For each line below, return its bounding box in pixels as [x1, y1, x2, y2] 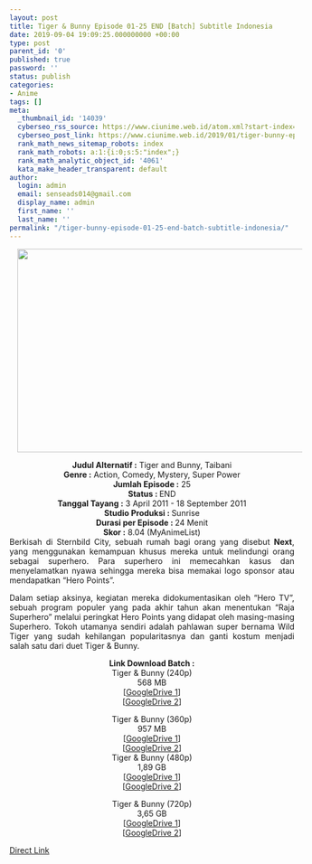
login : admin [17, 182, 67, 191]
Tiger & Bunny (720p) [111, 798, 193, 809]
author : [9, 173, 39, 182]
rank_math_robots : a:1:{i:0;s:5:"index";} [17, 147, 180, 156]
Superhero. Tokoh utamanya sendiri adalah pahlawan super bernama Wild [9, 621, 295, 632]
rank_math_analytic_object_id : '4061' [17, 155, 165, 165]
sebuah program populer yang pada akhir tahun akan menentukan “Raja [9, 602, 295, 613]
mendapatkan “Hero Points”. [9, 575, 115, 586]
